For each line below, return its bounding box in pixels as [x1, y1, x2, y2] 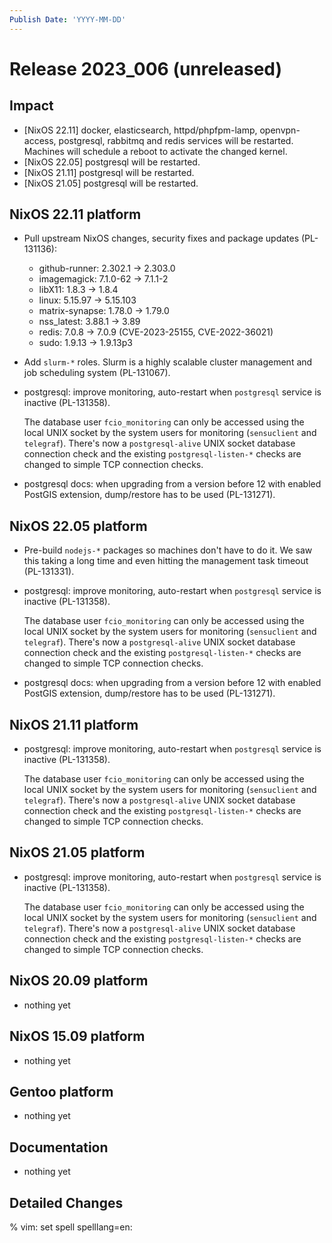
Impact [9, 97, 54, 115]
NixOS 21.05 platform [9, 844, 146, 861]
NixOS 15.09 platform [9, 1028, 146, 1045]
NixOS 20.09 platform [9, 972, 149, 990]
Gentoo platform [9, 1083, 114, 1100]
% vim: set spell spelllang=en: [9, 1221, 133, 1233]
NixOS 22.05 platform [9, 517, 148, 535]
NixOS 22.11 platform [9, 206, 142, 223]
